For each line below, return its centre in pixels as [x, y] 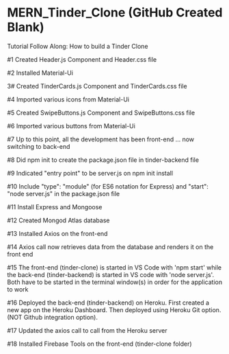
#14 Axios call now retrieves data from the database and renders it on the [110, 247]
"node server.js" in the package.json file [64, 193]
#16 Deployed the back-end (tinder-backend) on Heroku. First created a [108, 303]
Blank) [26, 27]
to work [18, 289]
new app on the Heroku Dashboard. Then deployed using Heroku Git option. [114, 309]
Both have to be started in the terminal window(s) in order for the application [115, 282]
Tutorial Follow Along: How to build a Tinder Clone [78, 46]
